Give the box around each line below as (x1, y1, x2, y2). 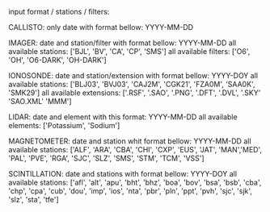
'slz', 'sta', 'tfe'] (8, 195, 59, 204)
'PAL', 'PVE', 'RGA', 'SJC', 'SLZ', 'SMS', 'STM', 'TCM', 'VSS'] (8, 153, 205, 163)
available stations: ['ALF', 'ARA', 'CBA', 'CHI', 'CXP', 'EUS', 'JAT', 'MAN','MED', (8, 145, 263, 154)
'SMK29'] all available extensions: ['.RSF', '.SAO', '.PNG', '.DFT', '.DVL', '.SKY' (8, 88, 261, 98)
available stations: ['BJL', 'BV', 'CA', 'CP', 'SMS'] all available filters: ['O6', (8, 47, 251, 56)
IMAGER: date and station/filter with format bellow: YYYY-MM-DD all (8, 38, 237, 48)
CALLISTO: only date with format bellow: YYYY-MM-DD (8, 23, 194, 31)
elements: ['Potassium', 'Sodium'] (8, 121, 120, 130)
